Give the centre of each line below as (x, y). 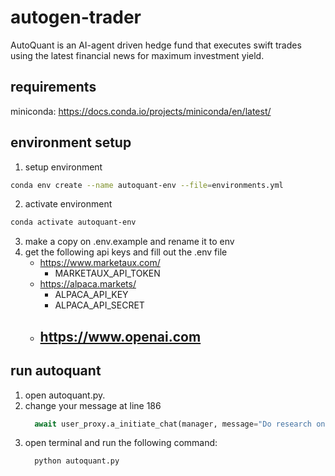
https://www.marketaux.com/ (100, 263)
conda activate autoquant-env (73, 222)
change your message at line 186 (93, 405)
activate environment (68, 204)
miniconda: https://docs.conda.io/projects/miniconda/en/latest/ (141, 111)
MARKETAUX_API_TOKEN (107, 273)
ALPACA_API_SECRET (99, 305)
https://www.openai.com (120, 336)
